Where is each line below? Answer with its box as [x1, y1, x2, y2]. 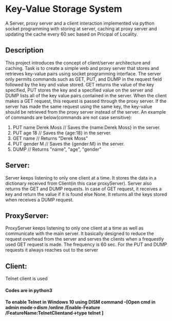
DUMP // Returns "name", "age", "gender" [12, 146, 102, 152]
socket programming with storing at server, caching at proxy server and [5, 25, 157, 31]
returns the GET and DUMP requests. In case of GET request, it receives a [5, 186, 162, 192]
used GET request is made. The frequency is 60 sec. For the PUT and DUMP [5, 241, 167, 247]
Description [5, 46, 44, 55]
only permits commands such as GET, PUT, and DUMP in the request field [5, 76, 162, 82]
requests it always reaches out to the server [5, 247, 99, 253]
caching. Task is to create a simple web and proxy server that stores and [5, 65, 159, 71]
